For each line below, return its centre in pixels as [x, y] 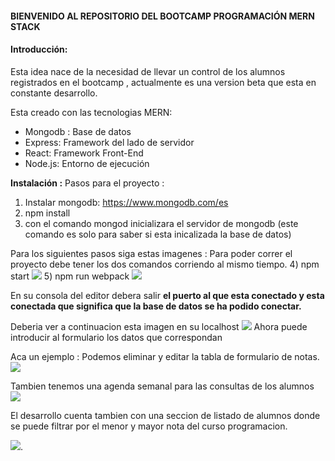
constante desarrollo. [54, 93]
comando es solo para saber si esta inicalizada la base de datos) [158, 234]
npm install [47, 213]
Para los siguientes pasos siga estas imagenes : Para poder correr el [151, 253]
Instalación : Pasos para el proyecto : [87, 183]
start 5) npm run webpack [70, 276]
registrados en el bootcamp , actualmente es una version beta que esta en [163, 82]
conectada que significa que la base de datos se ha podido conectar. [156, 306]
